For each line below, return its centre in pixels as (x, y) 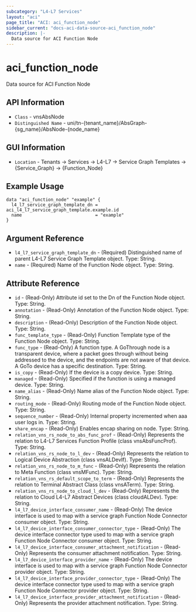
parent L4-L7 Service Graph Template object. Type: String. (85, 259)
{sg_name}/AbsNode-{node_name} (57, 129)
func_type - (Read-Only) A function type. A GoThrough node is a (92, 347)
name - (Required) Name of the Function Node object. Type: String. (94, 265)
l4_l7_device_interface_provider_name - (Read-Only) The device (93, 559)
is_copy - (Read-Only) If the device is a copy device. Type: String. (94, 372)
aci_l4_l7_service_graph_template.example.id (62, 210)
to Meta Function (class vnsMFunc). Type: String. (74, 472)
